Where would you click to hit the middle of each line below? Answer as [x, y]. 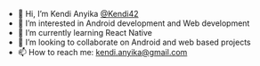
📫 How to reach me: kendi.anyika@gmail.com [102, 52]
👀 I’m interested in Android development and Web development [134, 23]
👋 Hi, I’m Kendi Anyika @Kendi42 [78, 14]
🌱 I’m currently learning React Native [85, 33]
